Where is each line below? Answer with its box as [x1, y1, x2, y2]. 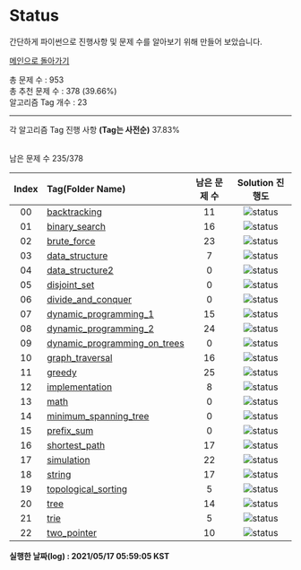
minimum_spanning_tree [47, 409, 150, 422]
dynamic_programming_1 [47, 307, 155, 320]
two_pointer [47, 526, 97, 539]
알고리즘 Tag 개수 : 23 [9, 96, 88, 108]
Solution [236, 176, 274, 189]
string [47, 468, 72, 480]
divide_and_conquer [47, 293, 133, 305]
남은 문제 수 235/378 [9, 153, 83, 163]
